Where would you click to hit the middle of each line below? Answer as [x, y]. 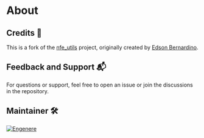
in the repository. [28, 91]
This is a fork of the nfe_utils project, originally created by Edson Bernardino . [102, 47]
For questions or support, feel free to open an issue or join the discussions [100, 85]
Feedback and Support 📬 [56, 67]
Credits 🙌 [24, 33]
